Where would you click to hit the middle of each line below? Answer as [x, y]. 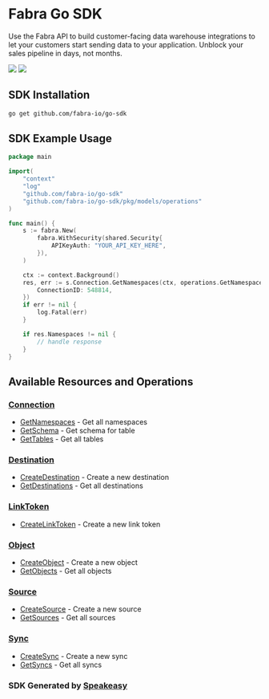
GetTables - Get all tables [62, 439]
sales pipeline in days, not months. [65, 53]
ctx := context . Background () [71, 275]
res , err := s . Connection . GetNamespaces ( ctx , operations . [121, 282]
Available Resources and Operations [101, 382]
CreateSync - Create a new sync [74, 656]
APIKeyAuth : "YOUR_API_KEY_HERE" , [108, 246]
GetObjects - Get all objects [66, 571]
